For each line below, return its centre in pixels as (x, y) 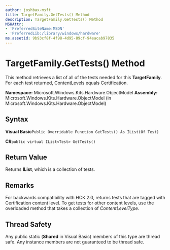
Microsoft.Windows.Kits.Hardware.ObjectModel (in (58, 98)
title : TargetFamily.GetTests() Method (47, 15)
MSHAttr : (14, 24)
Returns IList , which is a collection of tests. (50, 169)
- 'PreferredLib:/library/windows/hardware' (53, 33)
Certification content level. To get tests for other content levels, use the (80, 203)
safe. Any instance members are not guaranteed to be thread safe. (75, 242)
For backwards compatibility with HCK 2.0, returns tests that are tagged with (85, 198)
